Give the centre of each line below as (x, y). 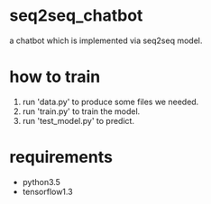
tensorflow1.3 (48, 191)
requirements (61, 157)
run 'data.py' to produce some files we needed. (110, 102)
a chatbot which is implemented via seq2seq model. (106, 40)
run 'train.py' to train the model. (81, 111)
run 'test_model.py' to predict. (78, 120)
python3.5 (41, 182)
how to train (55, 77)
